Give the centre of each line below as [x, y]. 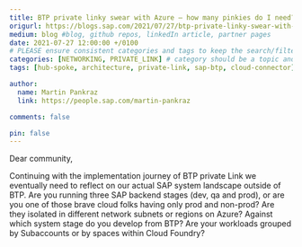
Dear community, [41, 159]
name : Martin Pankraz [58, 92]
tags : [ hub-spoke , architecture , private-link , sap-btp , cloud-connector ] [152, 68]
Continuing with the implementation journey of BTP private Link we [133, 176]
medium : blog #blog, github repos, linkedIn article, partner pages [140, 34]
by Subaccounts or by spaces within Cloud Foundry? [107, 234]
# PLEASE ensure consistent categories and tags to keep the [126, 51]
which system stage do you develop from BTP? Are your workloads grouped [151, 224]
